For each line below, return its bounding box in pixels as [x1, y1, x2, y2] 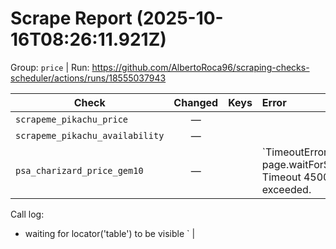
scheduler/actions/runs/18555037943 [10, 72, 167, 84]
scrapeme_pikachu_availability [15, 130, 165, 141]
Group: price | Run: [10, 61, 90, 73]
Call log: [10, 208, 45, 220]
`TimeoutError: [261, 145, 331, 159]
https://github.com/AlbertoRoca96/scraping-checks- [91, 61, 310, 73]
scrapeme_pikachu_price [15, 113, 129, 125]
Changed [173, 95, 219, 109]
